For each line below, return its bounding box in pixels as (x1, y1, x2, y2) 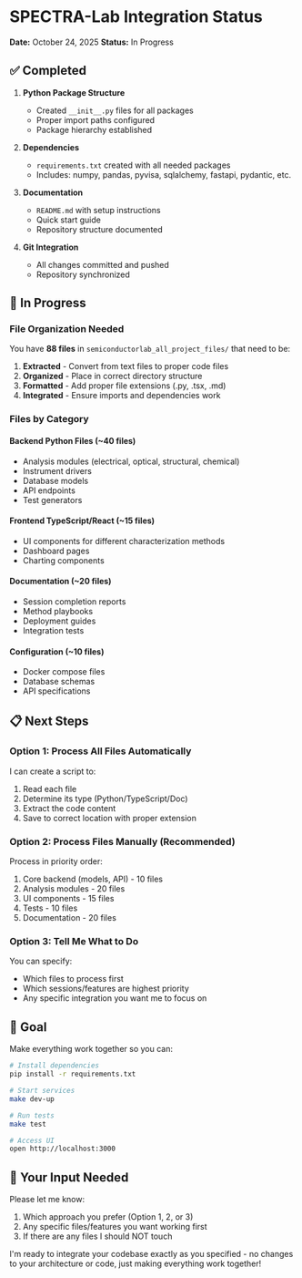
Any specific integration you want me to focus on (22, 993, 207, 1004)
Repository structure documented (35, 223, 164, 234)
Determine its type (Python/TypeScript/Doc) (22, 793, 188, 804)
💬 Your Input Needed (9, 1170, 129, 1185)
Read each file (22, 783, 77, 794)
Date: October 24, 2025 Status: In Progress (9, 36, 175, 47)
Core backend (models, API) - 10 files (22, 873, 164, 885)
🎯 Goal (9, 1019, 47, 1035)
